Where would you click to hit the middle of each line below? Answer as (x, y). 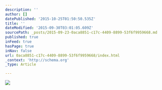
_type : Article (21, 64)
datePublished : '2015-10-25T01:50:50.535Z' (50, 19)
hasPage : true (20, 46)
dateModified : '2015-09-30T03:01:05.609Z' (49, 28)
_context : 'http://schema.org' (37, 60)
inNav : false (18, 51)
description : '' (22, 10)
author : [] (16, 14)
